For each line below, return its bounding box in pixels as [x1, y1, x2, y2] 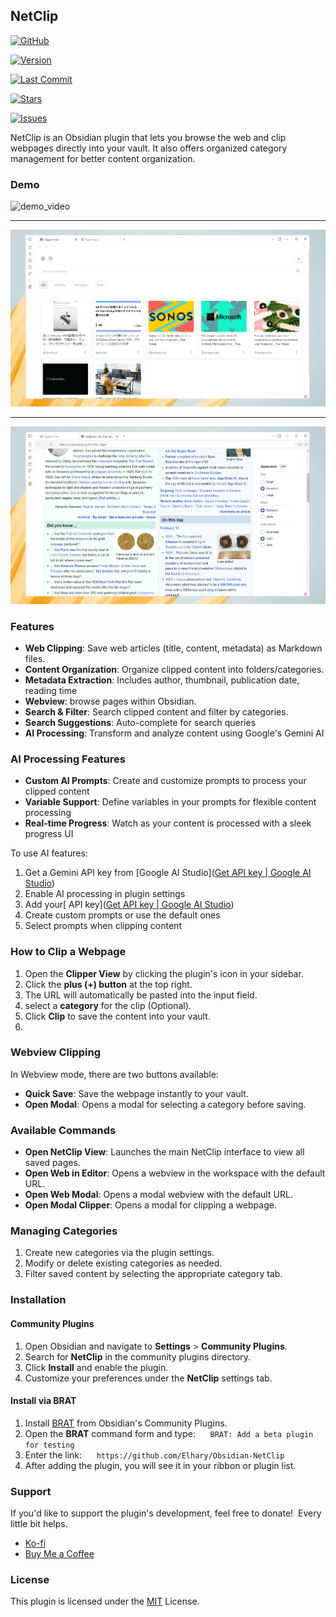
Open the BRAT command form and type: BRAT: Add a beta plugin [24, 1427, 314, 1439]
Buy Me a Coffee [24, 1548, 95, 1560]
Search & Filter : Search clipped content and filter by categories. [24, 705, 289, 718]
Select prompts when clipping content [24, 920, 182, 932]
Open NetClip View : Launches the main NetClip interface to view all [24, 1146, 305, 1158]
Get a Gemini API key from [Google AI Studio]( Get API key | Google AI [24, 867, 312, 879]
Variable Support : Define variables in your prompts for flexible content [24, 796, 317, 808]
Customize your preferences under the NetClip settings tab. [24, 1372, 273, 1384]
